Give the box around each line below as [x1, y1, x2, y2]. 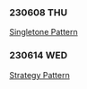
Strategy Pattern [9, 69, 70, 80]
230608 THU [9, 6, 68, 19]
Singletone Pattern [9, 27, 78, 38]
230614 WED [9, 49, 68, 62]
